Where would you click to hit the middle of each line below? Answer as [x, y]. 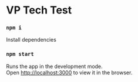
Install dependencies [31, 40]
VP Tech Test [39, 10]
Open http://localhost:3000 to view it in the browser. [69, 72]
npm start [20, 54]
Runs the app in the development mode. [54, 66]
